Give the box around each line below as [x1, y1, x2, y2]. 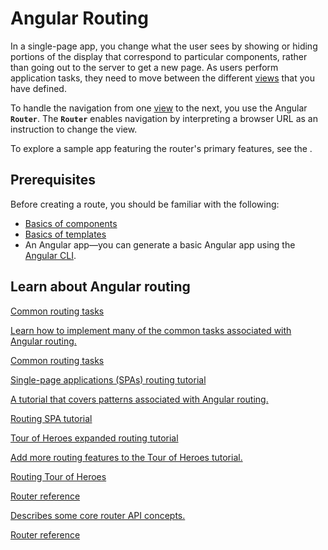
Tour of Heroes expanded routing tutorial [10, 432, 179, 444]
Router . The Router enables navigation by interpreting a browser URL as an [10, 112, 318, 124]
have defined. [10, 82, 67, 94]
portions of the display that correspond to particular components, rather [10, 50, 308, 62]
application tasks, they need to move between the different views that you [10, 72, 316, 84]
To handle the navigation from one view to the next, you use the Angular [10, 102, 308, 114]
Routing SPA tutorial [10, 412, 93, 424]
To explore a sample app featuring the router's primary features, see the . [10, 142, 313, 154]
